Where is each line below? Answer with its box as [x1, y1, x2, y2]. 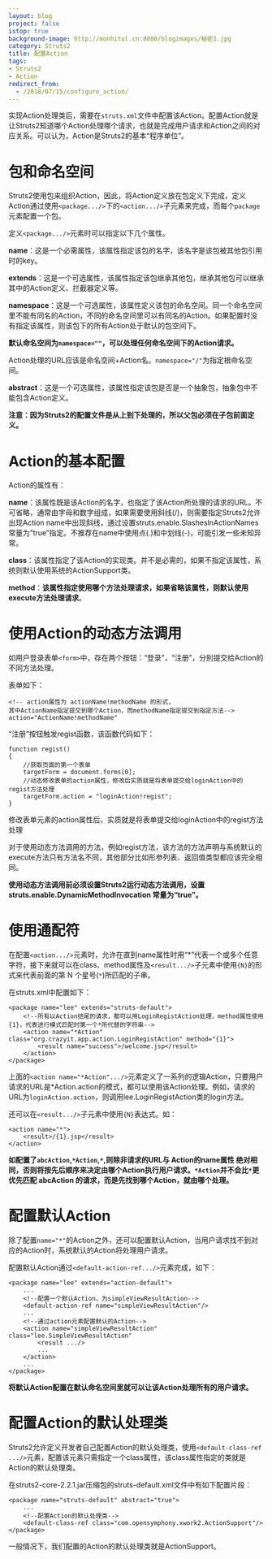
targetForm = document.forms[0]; [23, 769, 136, 777]
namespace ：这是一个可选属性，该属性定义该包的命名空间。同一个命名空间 [8, 301, 262, 310]
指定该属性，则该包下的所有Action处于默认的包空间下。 [15, 321, 201, 331]
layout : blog [8, 11, 53, 20]
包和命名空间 [8, 162, 95, 181]
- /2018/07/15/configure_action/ [15, 87, 129, 96]
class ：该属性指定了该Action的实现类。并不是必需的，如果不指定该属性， [8, 556, 255, 565]
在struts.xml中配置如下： [8, 988, 92, 998]
